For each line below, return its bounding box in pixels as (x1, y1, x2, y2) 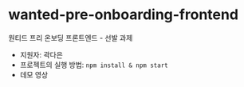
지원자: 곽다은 (19, 49, 64, 59)
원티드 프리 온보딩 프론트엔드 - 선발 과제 (8, 33, 133, 42)
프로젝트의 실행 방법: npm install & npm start (19, 60, 169, 69)
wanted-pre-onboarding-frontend (8, 6, 239, 24)
